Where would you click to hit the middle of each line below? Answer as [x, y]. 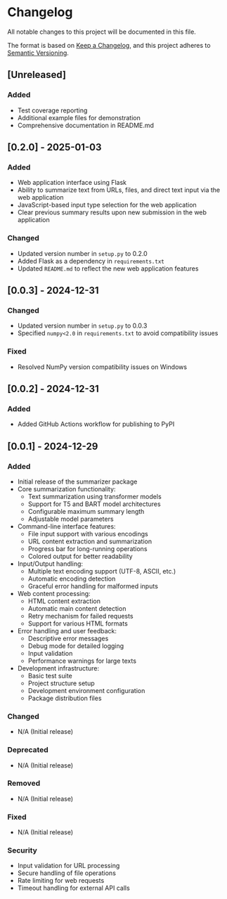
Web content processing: [54, 593]
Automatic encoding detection [72, 578]
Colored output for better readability [80, 556]
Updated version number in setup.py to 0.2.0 [82, 253]
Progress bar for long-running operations [87, 548]
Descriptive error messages [68, 638]
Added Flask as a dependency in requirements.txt [91, 261]
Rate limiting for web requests [61, 881]
